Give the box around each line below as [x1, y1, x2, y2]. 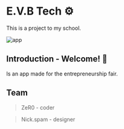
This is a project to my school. [6, 24, 82, 32]
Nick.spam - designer [21, 116, 76, 123]
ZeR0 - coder [21, 103, 55, 111]
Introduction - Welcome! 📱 [6, 54, 108, 64]
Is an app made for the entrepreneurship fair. [6, 70, 118, 77]
